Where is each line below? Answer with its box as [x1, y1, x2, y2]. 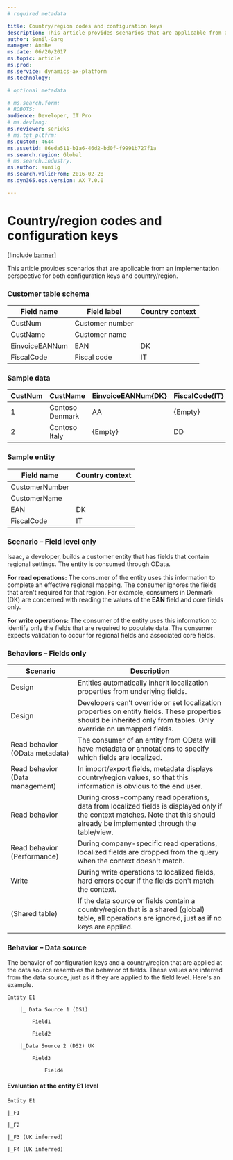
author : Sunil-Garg [7, 35, 64, 42]
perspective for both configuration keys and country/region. [7, 272, 178, 280]
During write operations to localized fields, [77, 868, 216, 877]
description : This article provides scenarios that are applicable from [7, 29, 222, 36]
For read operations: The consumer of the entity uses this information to [7, 573, 216, 581]
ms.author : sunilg [7, 164, 60, 171]
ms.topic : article [7, 55, 60, 63]
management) [10, 781, 57, 791]
